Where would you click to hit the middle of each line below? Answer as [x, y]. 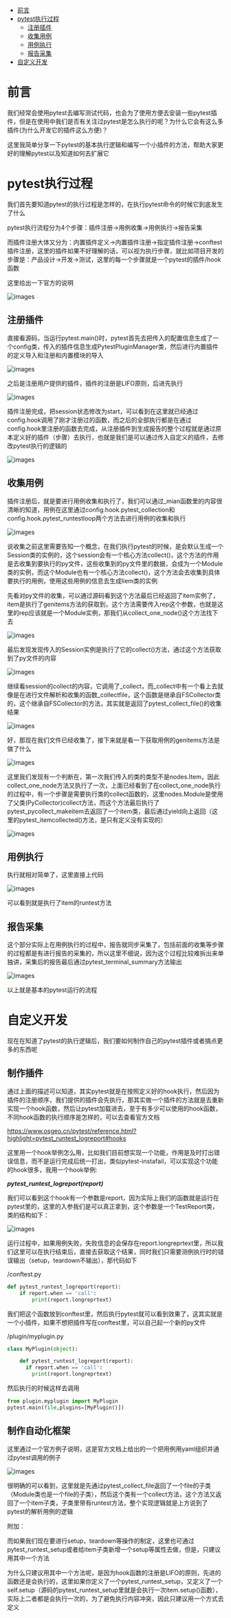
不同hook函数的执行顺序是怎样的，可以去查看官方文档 [84, 1117]
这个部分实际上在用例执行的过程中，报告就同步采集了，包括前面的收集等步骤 [115, 945]
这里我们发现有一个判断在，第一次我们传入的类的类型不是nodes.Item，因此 [113, 777]
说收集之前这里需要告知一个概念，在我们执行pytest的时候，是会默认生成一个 [115, 546]
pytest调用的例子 [37, 1457]
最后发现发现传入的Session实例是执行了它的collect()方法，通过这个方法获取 [114, 649]
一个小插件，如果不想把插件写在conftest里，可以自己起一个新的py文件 [107, 1322]
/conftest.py [24, 1274]
